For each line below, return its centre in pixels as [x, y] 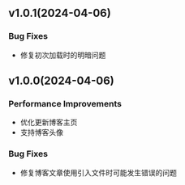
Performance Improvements [65, 104]
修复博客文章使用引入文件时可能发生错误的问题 [98, 172]
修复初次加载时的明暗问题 [63, 55]
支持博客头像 [41, 132]
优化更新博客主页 [49, 122]
